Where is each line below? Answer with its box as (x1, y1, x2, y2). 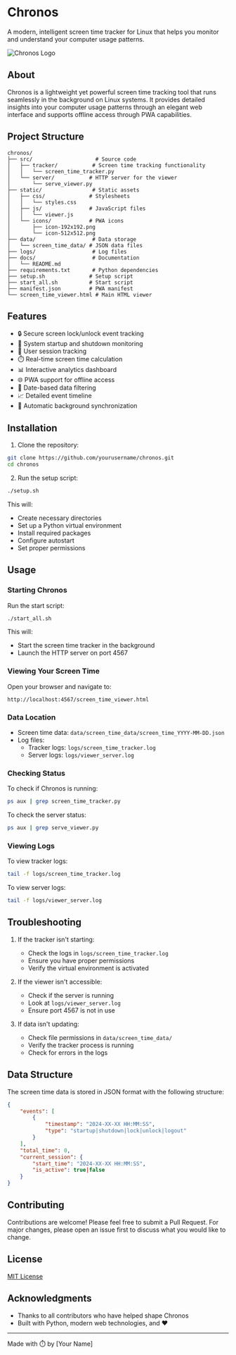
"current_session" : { (20, 1153, 83, 1161)
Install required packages (17, 528, 91, 537)
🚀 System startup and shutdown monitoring (17, 340, 143, 348)
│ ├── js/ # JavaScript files (7, 205, 146, 212)
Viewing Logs (7, 841, 55, 850)
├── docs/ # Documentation (7, 254, 140, 261)
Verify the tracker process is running (27, 1041, 134, 1049)
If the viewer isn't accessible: (17, 977, 103, 986)
